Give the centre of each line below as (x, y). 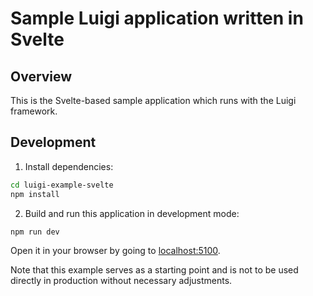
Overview (41, 76)
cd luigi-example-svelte (62, 185)
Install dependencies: (69, 166)
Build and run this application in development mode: (132, 213)
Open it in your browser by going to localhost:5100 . (115, 251)
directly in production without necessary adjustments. (121, 281)
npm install (35, 194)
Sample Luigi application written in (157, 18)
